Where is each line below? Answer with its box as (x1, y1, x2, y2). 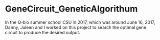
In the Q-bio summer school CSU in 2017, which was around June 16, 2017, (5, 19, 156, 25)
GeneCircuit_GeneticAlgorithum (5, 3, 138, 14)
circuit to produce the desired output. (5, 29, 81, 35)
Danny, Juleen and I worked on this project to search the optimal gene (5, 24, 147, 30)
